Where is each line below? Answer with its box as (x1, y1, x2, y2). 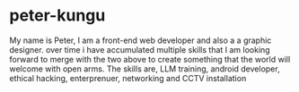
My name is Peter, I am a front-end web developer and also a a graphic (9, 35, 272, 46)
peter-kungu (9, 5, 106, 26)
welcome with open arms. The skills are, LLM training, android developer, (9, 63, 280, 74)
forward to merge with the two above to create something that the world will (9, 54, 291, 64)
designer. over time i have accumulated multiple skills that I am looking (9, 44, 271, 54)
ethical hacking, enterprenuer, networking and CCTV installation (9, 72, 247, 83)
